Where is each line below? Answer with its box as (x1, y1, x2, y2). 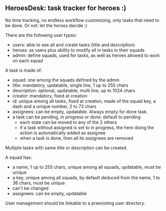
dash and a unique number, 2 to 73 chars (12, 103, 97, 109)
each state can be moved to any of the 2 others (19, 119, 117, 125)
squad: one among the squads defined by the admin (12, 77, 120, 83)
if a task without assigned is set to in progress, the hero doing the (19, 124, 154, 130)
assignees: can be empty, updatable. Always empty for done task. (12, 108, 148, 114)
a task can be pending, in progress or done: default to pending (12, 114, 141, 120)
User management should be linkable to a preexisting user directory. (5, 200, 146, 206)
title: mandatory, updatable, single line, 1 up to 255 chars (12, 82, 128, 88)
